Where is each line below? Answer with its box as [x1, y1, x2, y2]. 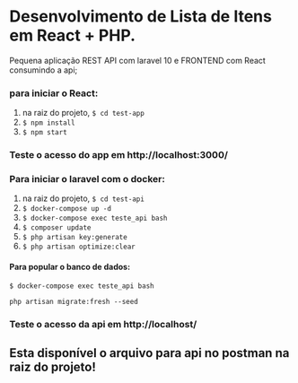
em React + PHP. [9, 25, 136, 46]
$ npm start [22, 128, 67, 137]
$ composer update [22, 223, 92, 232]
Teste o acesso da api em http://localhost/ [9, 318, 197, 330]
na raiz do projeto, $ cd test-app [22, 108, 145, 118]
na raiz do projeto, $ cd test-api [22, 193, 145, 204]
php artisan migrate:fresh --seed [9, 297, 139, 306]
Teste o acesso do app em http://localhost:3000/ [9, 149, 229, 161]
